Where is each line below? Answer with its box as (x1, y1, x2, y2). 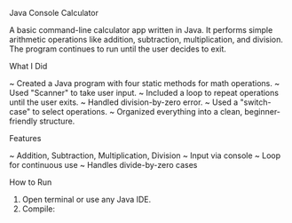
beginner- (243, 107, 281, 116)
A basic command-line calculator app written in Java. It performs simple (9, 25, 273, 35)
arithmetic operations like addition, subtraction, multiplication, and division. (9, 35, 284, 44)
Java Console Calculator (9, 8, 99, 18)
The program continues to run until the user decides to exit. (9, 44, 226, 54)
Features (9, 133, 42, 143)
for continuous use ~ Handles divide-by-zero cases (9, 160, 198, 170)
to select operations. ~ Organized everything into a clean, (32, 107, 243, 116)
